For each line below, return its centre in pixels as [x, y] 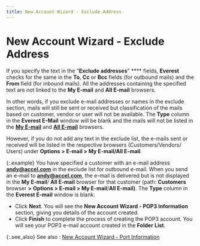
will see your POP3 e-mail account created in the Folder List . [90, 225]
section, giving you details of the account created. [77, 212]
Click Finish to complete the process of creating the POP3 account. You [104, 218]
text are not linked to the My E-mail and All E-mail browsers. [81, 90]
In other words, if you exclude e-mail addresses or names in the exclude [95, 101]
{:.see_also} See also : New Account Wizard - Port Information [83, 236]
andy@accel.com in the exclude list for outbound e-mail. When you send [97, 169]
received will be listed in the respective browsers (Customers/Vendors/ [94, 145]
